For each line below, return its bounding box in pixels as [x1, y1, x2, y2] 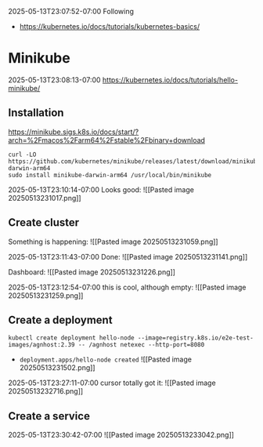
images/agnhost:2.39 [8, 341, 76, 349]
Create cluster [8, 216, 80, 230]
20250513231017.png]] [8, 193, 81, 202]
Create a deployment [8, 313, 113, 326]
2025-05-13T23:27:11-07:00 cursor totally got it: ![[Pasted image [8, 378, 217, 387]
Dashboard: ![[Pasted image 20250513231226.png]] [8, 267, 176, 277]
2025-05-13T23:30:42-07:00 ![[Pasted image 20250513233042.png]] [8, 431, 235, 440]
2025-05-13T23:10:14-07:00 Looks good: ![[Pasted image [8, 184, 194, 194]
